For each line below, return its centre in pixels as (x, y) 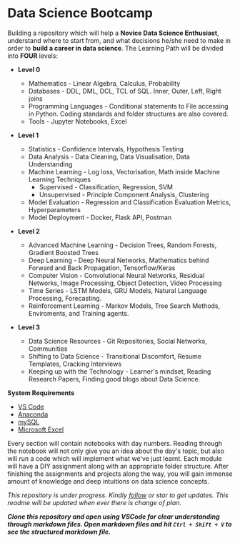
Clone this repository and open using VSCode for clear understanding (114, 517)
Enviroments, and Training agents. (79, 313)
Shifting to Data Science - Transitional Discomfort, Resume (115, 356)
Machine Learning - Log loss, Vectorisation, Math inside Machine (124, 171)
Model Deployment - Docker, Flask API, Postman (100, 217)
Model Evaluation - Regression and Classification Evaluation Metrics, (130, 202)
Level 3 (29, 327)
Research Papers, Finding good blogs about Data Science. (114, 379)
